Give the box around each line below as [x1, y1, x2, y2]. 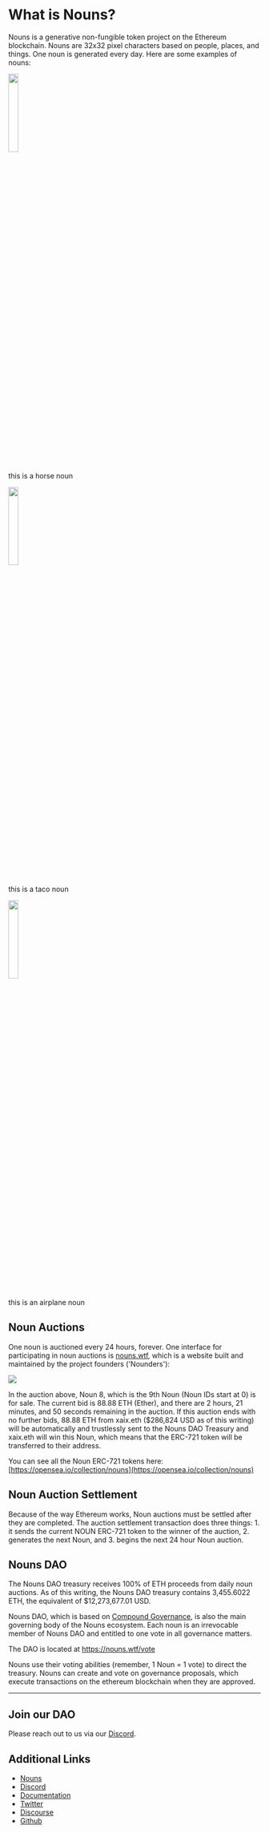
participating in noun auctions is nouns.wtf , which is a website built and [8, 1351, 244, 1360]
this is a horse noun [8, 470, 74, 480]
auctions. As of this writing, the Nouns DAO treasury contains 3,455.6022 [8, 1588, 251, 1597]
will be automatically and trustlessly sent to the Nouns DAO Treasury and [8, 1423, 249, 1433]
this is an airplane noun [8, 1297, 86, 1307]
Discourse [19, 1807, 54, 1817]
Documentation [19, 1791, 71, 1800]
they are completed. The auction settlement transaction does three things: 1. [8, 1517, 260, 1528]
